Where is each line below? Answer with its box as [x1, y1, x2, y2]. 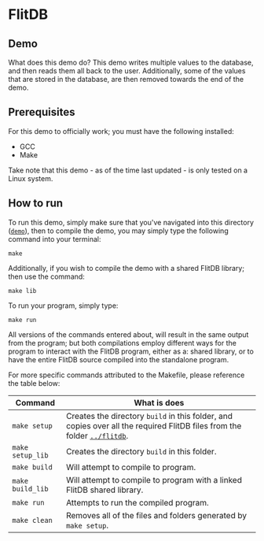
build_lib [12, 484, 49, 493]
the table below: [8, 378, 60, 387]
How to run [8, 197, 64, 210]
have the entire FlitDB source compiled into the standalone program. [8, 354, 229, 364]
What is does [133, 397, 185, 408]
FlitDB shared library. [65, 484, 144, 495]
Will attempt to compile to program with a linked [65, 474, 242, 485]
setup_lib [12, 450, 49, 460]
